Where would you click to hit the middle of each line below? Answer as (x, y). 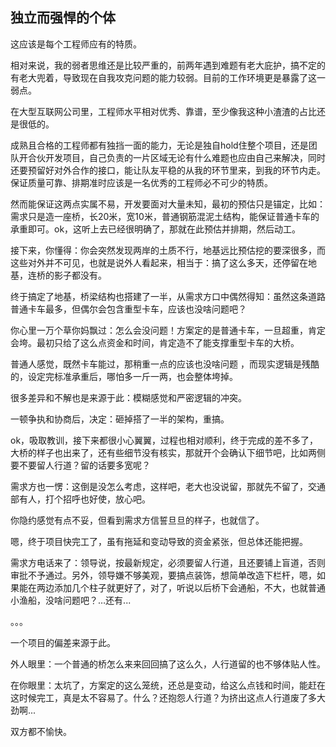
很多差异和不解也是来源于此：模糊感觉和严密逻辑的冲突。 (128, 397)
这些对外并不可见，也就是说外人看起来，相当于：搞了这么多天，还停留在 (159, 262)
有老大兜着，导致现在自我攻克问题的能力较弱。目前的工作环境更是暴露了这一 (168, 77)
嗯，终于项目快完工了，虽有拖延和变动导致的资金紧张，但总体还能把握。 (159, 541)
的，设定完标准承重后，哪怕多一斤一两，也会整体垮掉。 (124, 376)
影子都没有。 (80, 275)
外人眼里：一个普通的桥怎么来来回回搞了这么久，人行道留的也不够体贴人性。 (168, 664)
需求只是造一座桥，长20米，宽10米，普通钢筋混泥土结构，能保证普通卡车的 (165, 216)
